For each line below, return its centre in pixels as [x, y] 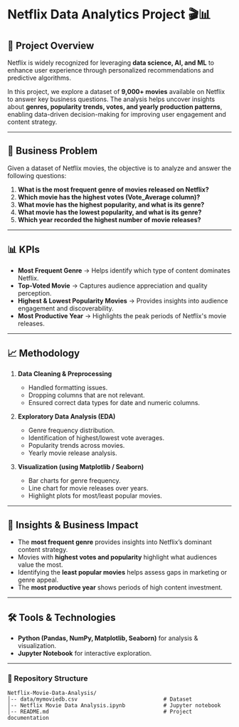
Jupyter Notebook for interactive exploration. [85, 654]
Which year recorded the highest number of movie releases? [109, 219]
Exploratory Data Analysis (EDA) [67, 417]
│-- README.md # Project [100, 712]
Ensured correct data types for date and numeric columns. [114, 403]
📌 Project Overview [51, 45]
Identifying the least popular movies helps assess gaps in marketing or [122, 572]
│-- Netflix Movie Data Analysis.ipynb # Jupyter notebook [114, 706]
